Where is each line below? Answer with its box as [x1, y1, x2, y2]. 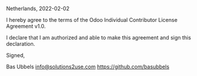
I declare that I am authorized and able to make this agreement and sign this [6, 34, 191, 41]
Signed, [6, 52, 25, 58]
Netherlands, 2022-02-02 [6, 5, 70, 12]
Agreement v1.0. [6, 23, 46, 29]
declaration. [6, 41, 35, 47]
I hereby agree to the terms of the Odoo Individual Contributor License [6, 16, 177, 23]
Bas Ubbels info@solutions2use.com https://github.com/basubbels [6, 63, 170, 70]
